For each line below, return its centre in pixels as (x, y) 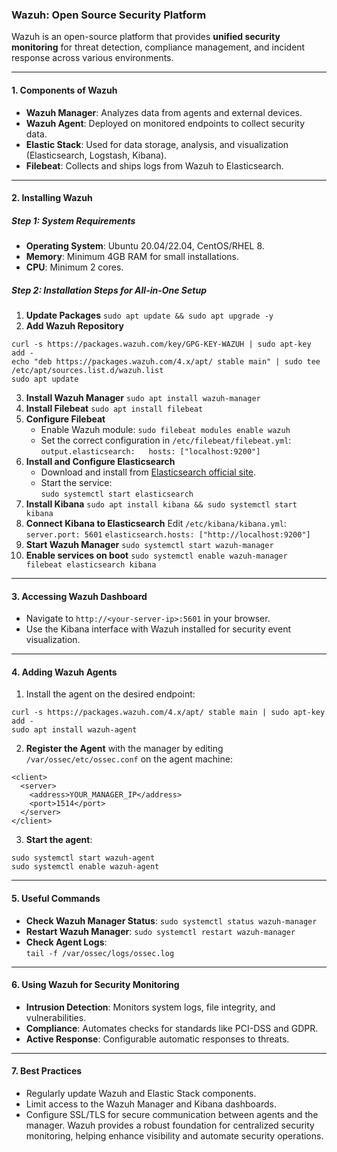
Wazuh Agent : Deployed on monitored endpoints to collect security (165, 123)
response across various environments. (92, 58)
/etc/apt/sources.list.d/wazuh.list (87, 371)
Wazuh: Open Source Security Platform (109, 15)
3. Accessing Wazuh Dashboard (79, 596)
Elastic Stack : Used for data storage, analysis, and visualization (157, 144)
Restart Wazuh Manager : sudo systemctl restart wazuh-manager (160, 931)
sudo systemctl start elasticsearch (117, 494)
